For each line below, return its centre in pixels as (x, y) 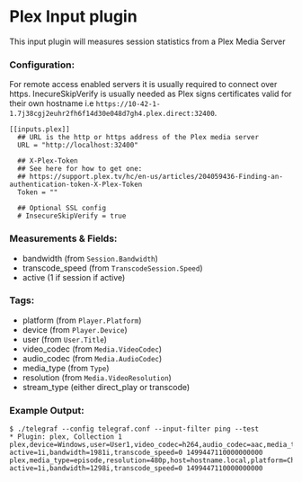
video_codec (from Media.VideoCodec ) (92, 349)
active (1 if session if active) (74, 277)
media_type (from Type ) (66, 368)
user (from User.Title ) (65, 339)
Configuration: (42, 65)
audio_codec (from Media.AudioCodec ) (92, 358)
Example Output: (47, 410)
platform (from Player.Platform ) (82, 320)
